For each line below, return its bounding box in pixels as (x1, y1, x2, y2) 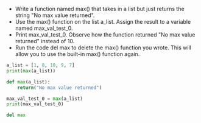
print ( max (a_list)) (6, 68, 56, 74)
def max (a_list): (6, 79, 51, 85)
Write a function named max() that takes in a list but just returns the (15, 5, 185, 12)
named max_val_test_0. (15, 24, 73, 32)
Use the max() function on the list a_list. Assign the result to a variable (15, 18, 191, 25)
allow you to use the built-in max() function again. (15, 51, 140, 57)
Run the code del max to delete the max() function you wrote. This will (15, 44, 192, 51)
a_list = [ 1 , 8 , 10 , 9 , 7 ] (6, 62, 75, 68)
